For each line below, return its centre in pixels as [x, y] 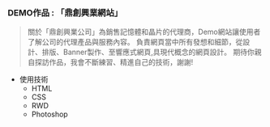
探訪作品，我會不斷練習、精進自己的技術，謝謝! [114, 62]
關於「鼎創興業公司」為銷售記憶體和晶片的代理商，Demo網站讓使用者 [144, 32]
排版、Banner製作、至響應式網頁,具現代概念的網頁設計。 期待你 [148, 52]
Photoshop [49, 114]
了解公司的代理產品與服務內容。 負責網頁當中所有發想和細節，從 [135, 42]
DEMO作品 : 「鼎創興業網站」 [65, 12]
